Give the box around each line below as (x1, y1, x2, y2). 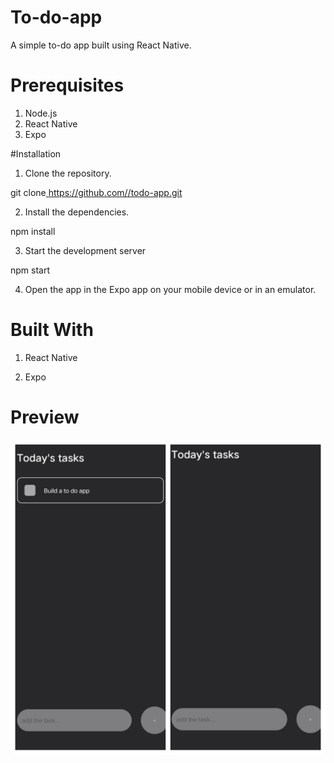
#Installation (10, 147, 62, 160)
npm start (10, 264, 51, 276)
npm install (10, 225, 56, 237)
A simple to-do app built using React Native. (10, 39, 192, 51)
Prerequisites (10, 74, 125, 97)
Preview (10, 406, 80, 428)
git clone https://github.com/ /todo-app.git (10, 186, 183, 198)
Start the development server (24, 244, 147, 256)
